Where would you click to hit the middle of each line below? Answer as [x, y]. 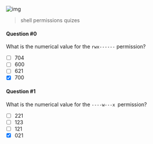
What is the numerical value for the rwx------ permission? [76, 47]
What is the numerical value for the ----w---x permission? [76, 104]
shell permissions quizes [50, 20]
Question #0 [21, 34]
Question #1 [21, 92]
